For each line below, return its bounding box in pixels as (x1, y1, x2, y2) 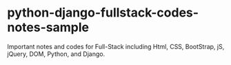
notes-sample (7, 19, 90, 35)
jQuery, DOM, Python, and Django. (7, 50, 106, 58)
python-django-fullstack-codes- (7, 5, 199, 21)
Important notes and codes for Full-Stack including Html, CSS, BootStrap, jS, (7, 42, 225, 50)
